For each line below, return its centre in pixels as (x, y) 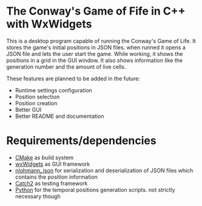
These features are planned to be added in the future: (73, 78)
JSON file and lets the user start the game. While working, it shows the (95, 53)
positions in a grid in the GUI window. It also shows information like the (95, 60)
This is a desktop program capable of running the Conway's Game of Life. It (101, 41)
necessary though (38, 196)
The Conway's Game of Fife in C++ (96, 11)
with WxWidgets (49, 24)
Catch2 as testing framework (51, 183)
